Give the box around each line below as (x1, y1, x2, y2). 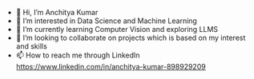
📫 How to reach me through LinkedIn (15, 50, 140, 60)
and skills (15, 41, 48, 51)
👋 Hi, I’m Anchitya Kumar (15, 8, 99, 17)
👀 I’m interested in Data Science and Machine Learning (15, 16, 198, 26)
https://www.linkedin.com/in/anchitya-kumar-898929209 (15, 62, 206, 71)
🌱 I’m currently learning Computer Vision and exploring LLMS (15, 25, 219, 34)
